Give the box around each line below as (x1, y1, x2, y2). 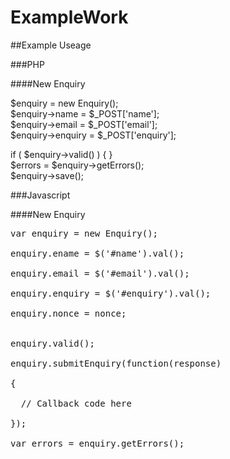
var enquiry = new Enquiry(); (10, 227, 159, 239)
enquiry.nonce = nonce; (10, 307, 127, 319)
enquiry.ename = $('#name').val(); (10, 247, 185, 259)
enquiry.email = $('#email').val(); (10, 267, 190, 279)
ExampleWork (10, 6, 129, 29)
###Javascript (10, 189, 71, 201)
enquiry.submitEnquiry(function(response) (10, 357, 222, 369)
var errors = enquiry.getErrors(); (10, 437, 185, 449)
